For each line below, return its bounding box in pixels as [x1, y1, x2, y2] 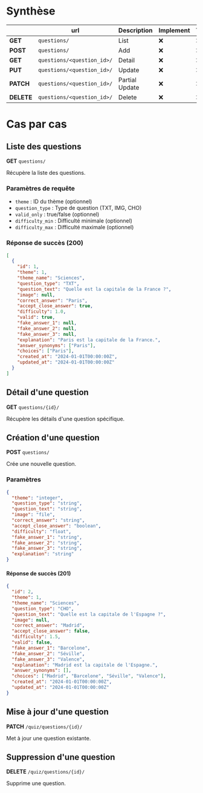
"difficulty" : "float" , [11, 528, 71, 535]
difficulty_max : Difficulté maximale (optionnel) [14, 224, 134, 231]
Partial [118, 76, 137, 84]
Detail [118, 56, 135, 64]
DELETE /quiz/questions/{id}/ [6, 768, 85, 775]
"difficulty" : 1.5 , [11, 634, 61, 640]
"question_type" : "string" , [11, 500, 83, 506]
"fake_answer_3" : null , [17, 331, 77, 337]
